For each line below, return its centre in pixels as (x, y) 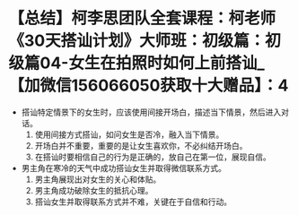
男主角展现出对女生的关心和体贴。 (98, 179)
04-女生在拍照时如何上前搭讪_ (153, 63)
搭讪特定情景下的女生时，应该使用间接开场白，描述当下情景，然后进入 (151, 112)
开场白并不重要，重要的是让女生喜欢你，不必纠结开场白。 (141, 145)
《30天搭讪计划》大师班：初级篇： (137, 41)
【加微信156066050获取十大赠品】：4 (149, 86)
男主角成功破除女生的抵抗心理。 (94, 190)
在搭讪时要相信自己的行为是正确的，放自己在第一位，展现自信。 (153, 157)
